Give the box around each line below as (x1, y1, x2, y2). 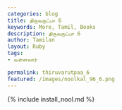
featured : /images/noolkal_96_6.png (7, 75, 115, 82)
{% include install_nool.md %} (7, 94, 95, 103)
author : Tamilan (7, 37, 55, 44)
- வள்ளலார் (7, 56, 37, 63)
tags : (7, 50, 23, 57)
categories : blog (7, 10, 59, 18)
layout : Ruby (7, 43, 46, 50)
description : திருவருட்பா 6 (7, 30, 81, 37)
